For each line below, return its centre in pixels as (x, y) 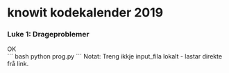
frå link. (18, 64)
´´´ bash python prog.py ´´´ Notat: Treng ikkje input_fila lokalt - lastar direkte (115, 56)
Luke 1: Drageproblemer (48, 34)
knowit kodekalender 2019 (85, 13)
